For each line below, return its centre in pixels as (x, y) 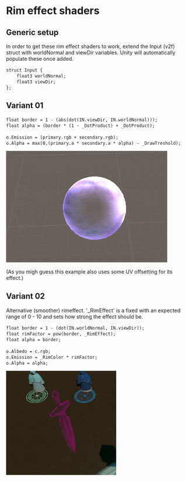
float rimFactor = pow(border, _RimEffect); (61, 334)
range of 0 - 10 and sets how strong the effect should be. (75, 316)
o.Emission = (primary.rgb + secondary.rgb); (62, 137)
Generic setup (32, 32)
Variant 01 (25, 105)
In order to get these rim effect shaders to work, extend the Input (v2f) (90, 46)
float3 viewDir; (36, 82)
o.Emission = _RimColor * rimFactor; (52, 357)
